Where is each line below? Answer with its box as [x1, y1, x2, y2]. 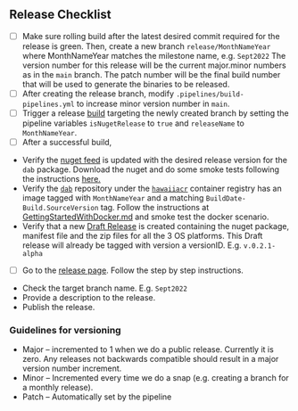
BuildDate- [205, 194, 247, 203]
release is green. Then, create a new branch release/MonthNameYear [21, 40, 271, 52]
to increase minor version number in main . [76, 98, 230, 109]
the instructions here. [21, 174, 101, 185]
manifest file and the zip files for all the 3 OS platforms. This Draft [21, 231, 263, 242]
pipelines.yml [21, 100, 75, 109]
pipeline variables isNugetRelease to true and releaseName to [21, 118, 245, 128]
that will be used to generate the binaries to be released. [21, 78, 230, 89]
